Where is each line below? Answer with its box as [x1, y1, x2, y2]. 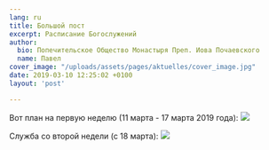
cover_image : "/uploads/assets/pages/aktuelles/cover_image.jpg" [9, 63, 256, 72]
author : [9, 37, 38, 47]
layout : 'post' [9, 79, 66, 88]
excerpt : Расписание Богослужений [9, 29, 138, 38]
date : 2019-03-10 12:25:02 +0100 [9, 71, 133, 80]
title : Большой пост [9, 21, 86, 30]
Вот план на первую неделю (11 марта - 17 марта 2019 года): [9, 112, 239, 122]
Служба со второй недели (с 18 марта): [9, 130, 159, 141]
